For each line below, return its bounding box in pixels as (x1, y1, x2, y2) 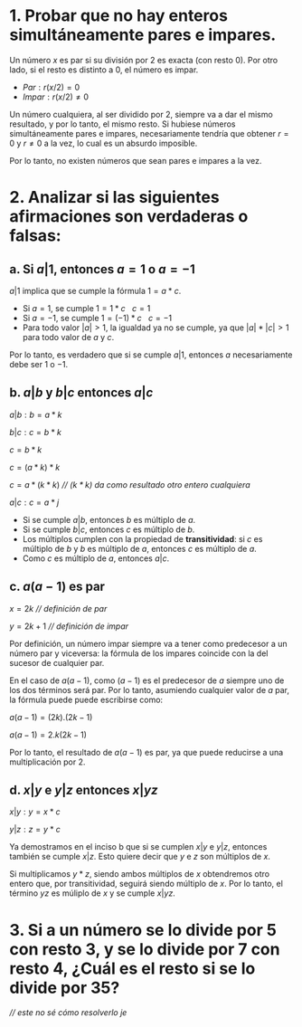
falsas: (9, 225, 61, 246)
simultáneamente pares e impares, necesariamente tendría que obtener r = (9, 128, 289, 138)
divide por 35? (9, 977, 120, 998)
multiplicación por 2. (9, 756, 86, 767)
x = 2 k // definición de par (9, 603, 108, 613)
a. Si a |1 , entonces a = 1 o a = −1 (9, 262, 196, 277)
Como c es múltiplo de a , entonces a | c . (22, 553, 170, 564)
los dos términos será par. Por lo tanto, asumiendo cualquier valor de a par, (9, 684, 290, 695)
